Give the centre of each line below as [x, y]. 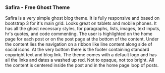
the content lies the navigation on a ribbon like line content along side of [79, 44]
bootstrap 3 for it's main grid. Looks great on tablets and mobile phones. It [81, 23]
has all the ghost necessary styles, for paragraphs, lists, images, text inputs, [83, 29]
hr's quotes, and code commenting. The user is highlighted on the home [79, 34]
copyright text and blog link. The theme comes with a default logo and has [81, 55]
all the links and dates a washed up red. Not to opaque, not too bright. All [80, 60]
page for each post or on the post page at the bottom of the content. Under [82, 39]
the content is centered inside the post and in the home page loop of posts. [82, 65]
